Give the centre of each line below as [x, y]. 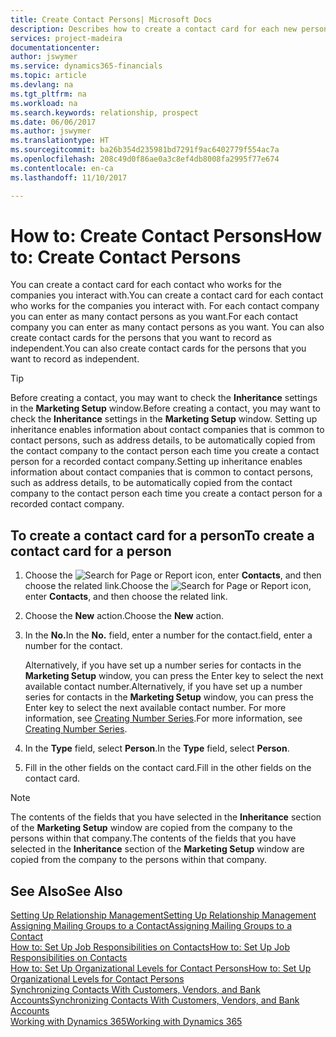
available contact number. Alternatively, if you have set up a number [163, 687]
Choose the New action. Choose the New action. [124, 616]
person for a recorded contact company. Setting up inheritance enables [156, 462]
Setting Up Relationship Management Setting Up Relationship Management [163, 915]
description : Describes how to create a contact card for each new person [169, 29]
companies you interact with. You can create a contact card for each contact [167, 295]
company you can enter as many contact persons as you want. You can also [167, 327]
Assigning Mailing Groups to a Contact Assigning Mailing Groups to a [151, 926]
